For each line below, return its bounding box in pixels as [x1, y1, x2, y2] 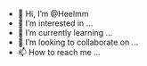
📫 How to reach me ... [17, 47, 101, 57]
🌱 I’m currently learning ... [17, 28, 113, 37]
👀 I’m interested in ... [17, 18, 94, 29]
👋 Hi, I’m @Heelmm [17, 9, 89, 19]
